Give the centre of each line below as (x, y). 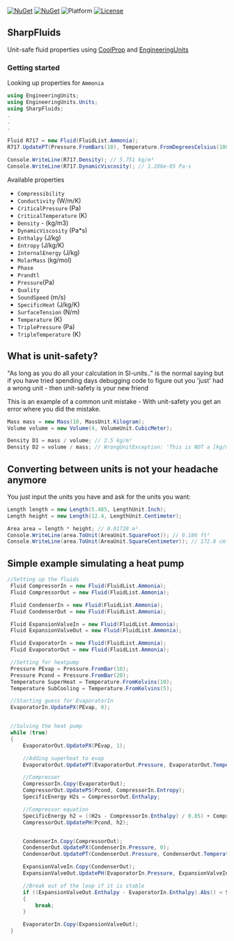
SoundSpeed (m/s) (41, 297)
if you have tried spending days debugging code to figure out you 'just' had (116, 380)
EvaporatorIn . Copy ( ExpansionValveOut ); (80, 925)
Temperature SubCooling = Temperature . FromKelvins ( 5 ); (91, 688)
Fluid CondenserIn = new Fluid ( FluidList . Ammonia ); (87, 605)
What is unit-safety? (53, 356)
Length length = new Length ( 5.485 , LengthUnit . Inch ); (87, 509)
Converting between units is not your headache (113, 469)
